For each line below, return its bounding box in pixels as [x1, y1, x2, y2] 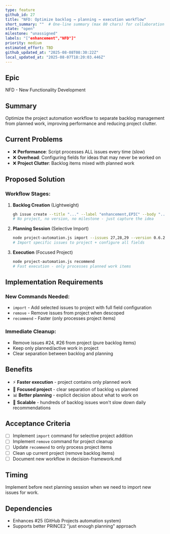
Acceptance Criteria [5, 419, 71, 428]
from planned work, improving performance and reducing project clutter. [5, 120, 157, 126]
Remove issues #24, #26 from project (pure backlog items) [12, 340, 136, 346]
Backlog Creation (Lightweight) [12, 202, 79, 208]
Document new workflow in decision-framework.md [12, 455, 122, 462]
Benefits [5, 365, 33, 374]
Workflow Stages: [5, 190, 51, 197]
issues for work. [5, 489, 39, 495]
